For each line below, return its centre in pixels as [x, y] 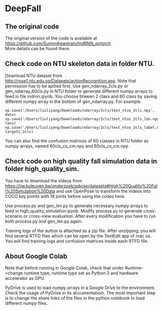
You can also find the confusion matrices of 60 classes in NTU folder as [77, 141]
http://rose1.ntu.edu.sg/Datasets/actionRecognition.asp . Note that [71, 80]
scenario [14, 216]
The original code [32, 27]
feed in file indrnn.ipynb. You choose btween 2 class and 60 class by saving [81, 96]
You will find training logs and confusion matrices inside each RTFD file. [77, 241]
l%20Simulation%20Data [30, 191]
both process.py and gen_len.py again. [44, 221]
